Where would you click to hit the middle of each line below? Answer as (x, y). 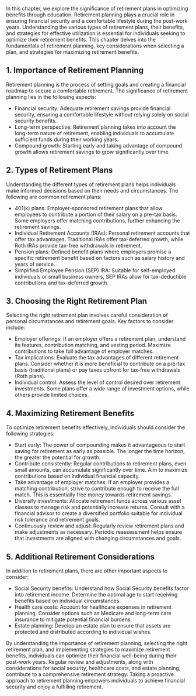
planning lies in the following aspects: (51, 97)
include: (16, 328)
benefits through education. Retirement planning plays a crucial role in (90, 15)
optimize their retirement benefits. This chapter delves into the (81, 40)
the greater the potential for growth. (57, 457)
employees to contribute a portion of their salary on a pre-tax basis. (96, 214)
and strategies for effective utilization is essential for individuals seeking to (96, 33)
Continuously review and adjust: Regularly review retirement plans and (99, 526)
